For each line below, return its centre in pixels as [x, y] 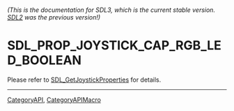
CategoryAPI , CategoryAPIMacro [54, 99]
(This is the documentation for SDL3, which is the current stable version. [111, 10]
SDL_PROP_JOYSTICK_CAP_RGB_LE [114, 45]
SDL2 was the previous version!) [54, 17]
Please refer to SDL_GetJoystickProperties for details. [84, 80]
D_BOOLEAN [45, 60]
